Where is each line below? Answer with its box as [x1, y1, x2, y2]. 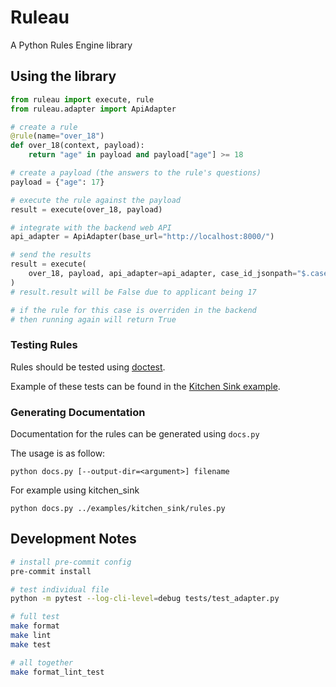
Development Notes [10, 531, 137, 548]
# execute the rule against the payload [10, 195, 182, 205]
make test [10, 639, 52, 650]
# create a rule [10, 122, 78, 132]
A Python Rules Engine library [10, 39, 133, 51]
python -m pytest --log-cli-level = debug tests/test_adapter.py [10, 594, 280, 604]
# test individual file [10, 584, 110, 595]
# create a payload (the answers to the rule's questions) [10, 168, 262, 178]
